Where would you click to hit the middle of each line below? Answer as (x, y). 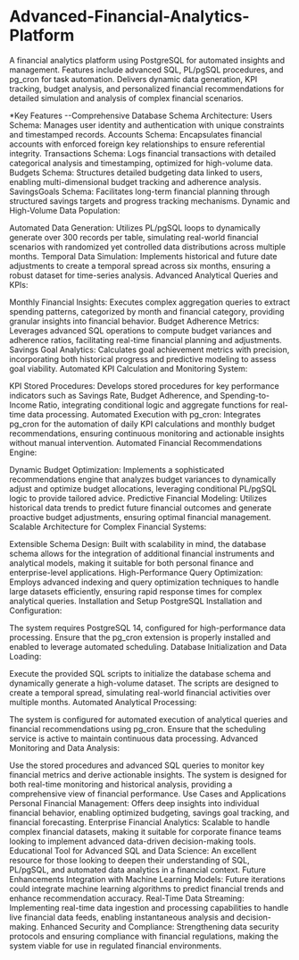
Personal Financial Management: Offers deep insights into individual (134, 803)
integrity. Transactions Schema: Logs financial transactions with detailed (143, 153)
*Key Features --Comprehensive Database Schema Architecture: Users (141, 115)
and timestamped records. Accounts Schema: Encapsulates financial (136, 134)
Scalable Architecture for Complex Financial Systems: (108, 526)
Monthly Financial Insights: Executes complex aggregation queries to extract (150, 302)
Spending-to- (245, 395)
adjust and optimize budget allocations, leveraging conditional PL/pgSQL (143, 488)
